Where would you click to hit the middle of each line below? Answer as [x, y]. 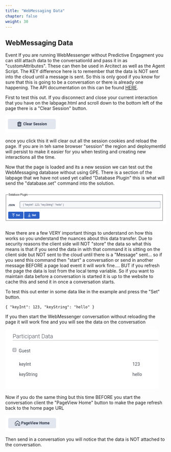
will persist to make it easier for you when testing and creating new [76, 152]
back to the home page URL [35, 408]
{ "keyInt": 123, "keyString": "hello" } [50, 307]
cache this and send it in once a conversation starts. [60, 282]
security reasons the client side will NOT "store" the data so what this [78, 244]
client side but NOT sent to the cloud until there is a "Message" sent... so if [84, 255]
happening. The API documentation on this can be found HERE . [72, 88]
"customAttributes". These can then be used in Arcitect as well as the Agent [85, 66]
